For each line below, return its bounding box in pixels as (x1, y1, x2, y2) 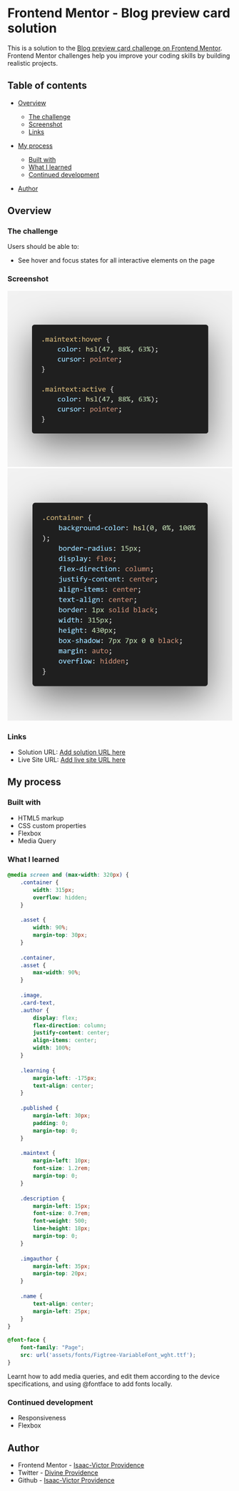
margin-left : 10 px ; (33, 1157, 91, 1164)
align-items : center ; (33, 1037, 98, 1044)
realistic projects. (7, 58, 59, 67)
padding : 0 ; (33, 1119, 69, 1126)
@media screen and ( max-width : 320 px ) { (7, 872, 130, 879)
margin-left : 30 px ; (33, 1112, 91, 1119)
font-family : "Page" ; (20, 1344, 84, 1351)
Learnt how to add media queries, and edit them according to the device (7, 1372, 220, 1380)
